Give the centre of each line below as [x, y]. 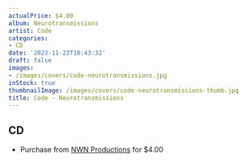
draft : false [30, 61]
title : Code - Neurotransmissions [66, 98]
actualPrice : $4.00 [41, 16]
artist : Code [30, 30]
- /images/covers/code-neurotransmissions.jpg [88, 75]
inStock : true [32, 83]
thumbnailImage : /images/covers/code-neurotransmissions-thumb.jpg [124, 90]
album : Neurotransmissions [54, 23]
